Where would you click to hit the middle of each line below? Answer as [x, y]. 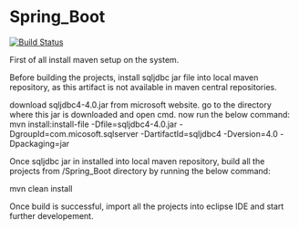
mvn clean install [41, 188]
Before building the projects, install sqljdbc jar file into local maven [134, 77]
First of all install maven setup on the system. [94, 59]
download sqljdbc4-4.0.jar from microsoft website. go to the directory [140, 104]
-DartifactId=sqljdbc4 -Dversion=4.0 [209, 133]
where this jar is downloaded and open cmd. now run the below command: [149, 114]
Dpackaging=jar [40, 143]
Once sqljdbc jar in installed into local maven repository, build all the [137, 161]
